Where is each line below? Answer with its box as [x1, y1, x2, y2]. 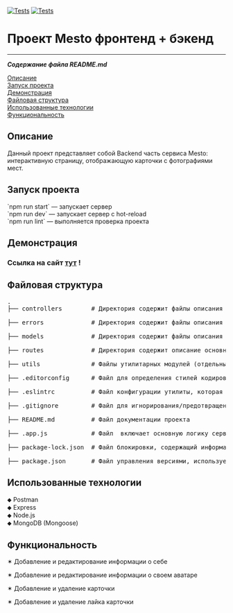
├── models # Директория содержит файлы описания [7, 332, 223, 340]
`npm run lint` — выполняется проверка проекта [7, 217, 149, 225]
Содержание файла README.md [7, 60, 107, 69]
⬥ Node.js [7, 510, 36, 519]
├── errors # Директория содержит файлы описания [7, 318, 223, 326]
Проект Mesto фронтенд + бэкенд [7, 31, 214, 46]
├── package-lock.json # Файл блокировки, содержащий [7, 443, 198, 451]
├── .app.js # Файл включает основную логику [7, 429, 209, 437]
